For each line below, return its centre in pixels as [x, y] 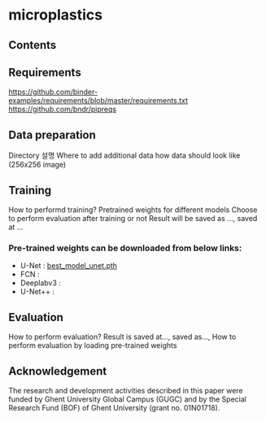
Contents [33, 45]
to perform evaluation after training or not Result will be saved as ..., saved [133, 219]
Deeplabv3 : [40, 283]
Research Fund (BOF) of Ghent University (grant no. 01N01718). [114, 407]
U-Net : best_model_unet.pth [69, 266]
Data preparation [52, 135]
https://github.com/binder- [53, 92]
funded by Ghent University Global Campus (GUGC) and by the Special [127, 399]
